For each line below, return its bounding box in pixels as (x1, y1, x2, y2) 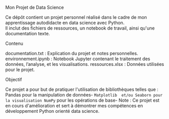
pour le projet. (5, 66, 35, 73)
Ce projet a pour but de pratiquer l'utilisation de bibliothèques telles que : (5, 86, 159, 92)
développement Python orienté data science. (5, 108, 100, 114)
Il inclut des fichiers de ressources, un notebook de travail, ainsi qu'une (5, 25, 155, 31)
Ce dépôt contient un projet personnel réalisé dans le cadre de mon (5, 14, 147, 20)
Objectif (5, 77, 22, 82)
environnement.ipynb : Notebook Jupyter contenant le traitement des (5, 56, 150, 62)
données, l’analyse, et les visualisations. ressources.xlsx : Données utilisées (5, 61, 164, 67)
